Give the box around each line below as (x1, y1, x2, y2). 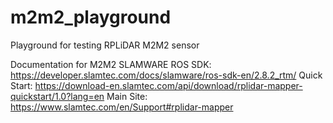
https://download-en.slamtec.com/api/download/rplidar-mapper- (34, 79, 303, 91)
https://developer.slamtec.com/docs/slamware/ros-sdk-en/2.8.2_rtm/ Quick (10, 69, 323, 81)
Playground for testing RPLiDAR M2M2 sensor (10, 39, 200, 51)
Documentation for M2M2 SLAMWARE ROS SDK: (10, 58, 212, 70)
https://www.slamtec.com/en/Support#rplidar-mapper (10, 101, 234, 113)
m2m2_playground (10, 6, 172, 29)
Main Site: (106, 90, 148, 102)
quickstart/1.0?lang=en (10, 90, 105, 102)
